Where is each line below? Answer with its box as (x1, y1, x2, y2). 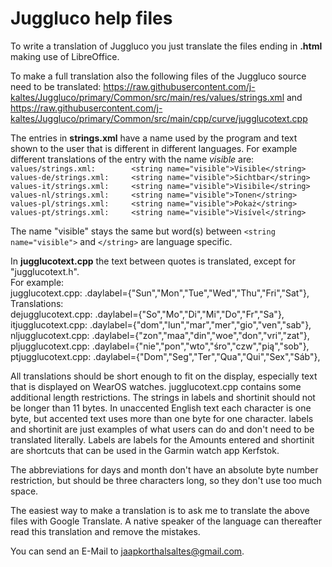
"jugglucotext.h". (10, 265, 80, 277)
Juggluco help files (10, 7, 173, 30)
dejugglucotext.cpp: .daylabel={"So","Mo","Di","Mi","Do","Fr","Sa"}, (10, 308, 285, 320)
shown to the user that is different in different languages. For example (10, 142, 298, 154)
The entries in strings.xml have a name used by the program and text (10, 132, 298, 144)
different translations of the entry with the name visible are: (10, 153, 255, 165)
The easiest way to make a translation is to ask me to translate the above (10, 504, 310, 516)
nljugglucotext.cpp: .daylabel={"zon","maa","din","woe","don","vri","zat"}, (10, 329, 310, 341)
